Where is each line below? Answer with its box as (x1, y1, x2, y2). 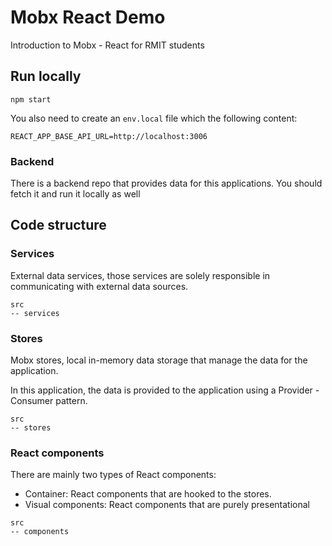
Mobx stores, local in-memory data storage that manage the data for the (10, 354, 308, 366)
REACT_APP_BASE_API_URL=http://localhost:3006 (10, 131, 208, 141)
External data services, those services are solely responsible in (10, 269, 271, 281)
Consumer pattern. (10, 395, 88, 407)
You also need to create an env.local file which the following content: (10, 112, 298, 124)
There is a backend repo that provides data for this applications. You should (10, 177, 323, 190)
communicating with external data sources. (10, 280, 189, 292)
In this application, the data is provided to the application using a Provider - (10, 384, 320, 396)
